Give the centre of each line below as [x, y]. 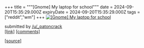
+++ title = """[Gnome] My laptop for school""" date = [59, 7]
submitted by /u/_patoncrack [33, 26]
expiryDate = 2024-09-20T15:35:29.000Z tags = [91, 12]
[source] [13, 41]
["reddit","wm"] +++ [25, 17]
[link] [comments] [22, 31]
